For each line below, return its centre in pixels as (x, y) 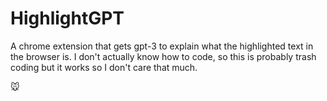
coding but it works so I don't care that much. (104, 67)
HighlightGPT (67, 18)
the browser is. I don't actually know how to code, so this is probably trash (163, 56)
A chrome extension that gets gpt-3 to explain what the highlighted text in (162, 46)
